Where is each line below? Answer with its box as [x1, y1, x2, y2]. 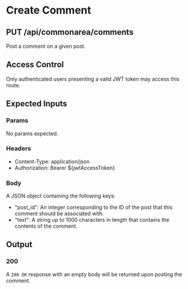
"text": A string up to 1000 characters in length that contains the [14, 216, 170, 224]
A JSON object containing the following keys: [6, 192, 116, 199]
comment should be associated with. [14, 210, 104, 217]
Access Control [6, 60, 64, 70]
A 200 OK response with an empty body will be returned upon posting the [6, 271, 182, 278]
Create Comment [6, 4, 92, 17]
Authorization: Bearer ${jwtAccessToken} [14, 164, 116, 171]
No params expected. [6, 130, 59, 137]
